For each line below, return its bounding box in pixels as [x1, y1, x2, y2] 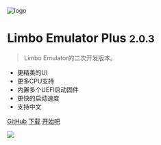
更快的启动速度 [16, 94, 60, 102]
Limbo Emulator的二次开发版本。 [23, 53, 116, 62]
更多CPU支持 [16, 77, 55, 85]
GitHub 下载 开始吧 [7, 117, 60, 125]
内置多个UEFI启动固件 [16, 85, 79, 94]
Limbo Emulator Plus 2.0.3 [7, 31, 156, 46]
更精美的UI [16, 68, 48, 77]
